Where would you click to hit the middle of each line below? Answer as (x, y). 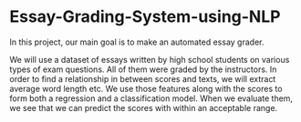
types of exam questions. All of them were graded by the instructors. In (143, 69)
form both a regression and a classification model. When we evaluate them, (151, 98)
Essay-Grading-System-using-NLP (145, 17)
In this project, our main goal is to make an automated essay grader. (137, 42)
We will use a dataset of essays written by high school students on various (150, 59)
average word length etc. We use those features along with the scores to (146, 88)
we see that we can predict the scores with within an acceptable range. (144, 107)
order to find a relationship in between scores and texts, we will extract (143, 78)
